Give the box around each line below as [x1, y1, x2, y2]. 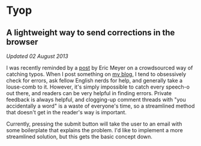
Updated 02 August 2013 [6, 53, 68, 60]
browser [6, 36, 38, 47]
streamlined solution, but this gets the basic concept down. [6, 133, 153, 140]
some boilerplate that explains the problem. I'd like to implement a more [6, 127, 183, 133]
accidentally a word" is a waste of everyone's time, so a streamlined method [6, 102, 195, 109]
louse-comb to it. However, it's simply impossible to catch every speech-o [6, 83, 190, 90]
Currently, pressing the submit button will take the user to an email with [6, 120, 182, 127]
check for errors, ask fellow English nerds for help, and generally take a [6, 77, 183, 84]
